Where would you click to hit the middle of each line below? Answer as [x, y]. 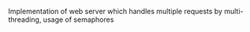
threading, [25, 20]
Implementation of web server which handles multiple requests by [116, 11]
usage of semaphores [78, 20]
